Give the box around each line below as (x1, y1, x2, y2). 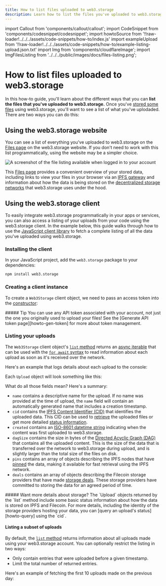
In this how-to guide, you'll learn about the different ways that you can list (5, 96, 156, 102)
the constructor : (5, 300, 38, 306)
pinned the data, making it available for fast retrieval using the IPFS (12, 461, 149, 467)
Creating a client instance (5, 283, 68, 290)
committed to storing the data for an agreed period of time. (12, 482, 132, 488)
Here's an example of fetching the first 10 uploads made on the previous (5, 570, 152, 576)
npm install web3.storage (5, 272, 58, 277)
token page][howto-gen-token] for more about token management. (5, 320, 142, 326)
